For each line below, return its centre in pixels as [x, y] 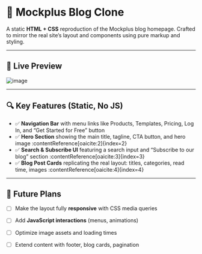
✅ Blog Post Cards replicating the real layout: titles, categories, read [99, 163]
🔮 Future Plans [34, 194]
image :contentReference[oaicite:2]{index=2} [71, 143]
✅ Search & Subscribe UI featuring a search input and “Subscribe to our [104, 150]
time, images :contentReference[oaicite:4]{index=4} [79, 169]
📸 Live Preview [34, 66]
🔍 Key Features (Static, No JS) [65, 106]
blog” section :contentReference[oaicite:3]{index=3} [80, 156]
